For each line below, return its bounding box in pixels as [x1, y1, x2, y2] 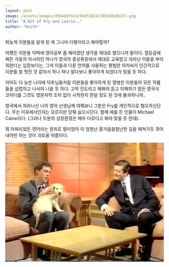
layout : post [5, 8, 33, 13]
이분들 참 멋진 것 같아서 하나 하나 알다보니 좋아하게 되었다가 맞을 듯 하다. [5, 69, 147, 75]
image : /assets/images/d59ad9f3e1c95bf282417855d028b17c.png [5, 13, 136, 19]
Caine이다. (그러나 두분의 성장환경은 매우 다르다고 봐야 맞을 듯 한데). [5, 115, 140, 121]
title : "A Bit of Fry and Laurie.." [5, 19, 82, 24]
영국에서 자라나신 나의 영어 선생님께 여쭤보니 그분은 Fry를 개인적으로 [5, 103, 140, 109]
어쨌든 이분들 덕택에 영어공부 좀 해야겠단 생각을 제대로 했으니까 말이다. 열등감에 [5, 50, 161, 56]
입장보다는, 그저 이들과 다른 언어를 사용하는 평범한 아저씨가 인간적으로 [22, 62, 160, 69]
